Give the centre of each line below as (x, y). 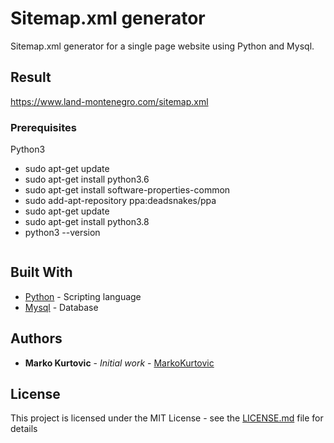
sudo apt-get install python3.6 (87, 179)
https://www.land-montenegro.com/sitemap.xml (109, 101)
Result (31, 77)
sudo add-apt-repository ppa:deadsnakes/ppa (120, 201)
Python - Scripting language (83, 296)
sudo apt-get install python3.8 (87, 222)
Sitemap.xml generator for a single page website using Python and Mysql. (162, 46)
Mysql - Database (61, 307)
